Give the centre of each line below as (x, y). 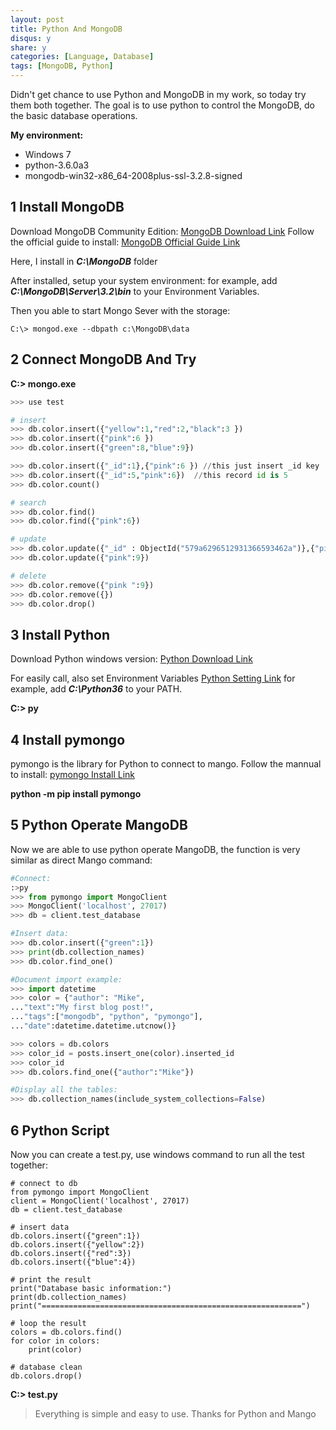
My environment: (47, 135)
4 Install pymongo (68, 739)
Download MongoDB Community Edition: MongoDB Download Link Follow (162, 231)
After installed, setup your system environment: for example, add (144, 280)
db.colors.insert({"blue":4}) (73, 1262)
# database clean (46, 1367)
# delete (28, 576)
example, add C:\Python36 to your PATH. (96, 689)
